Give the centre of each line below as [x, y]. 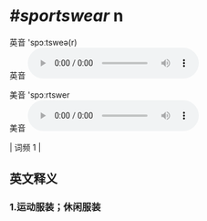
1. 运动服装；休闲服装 [55, 207]
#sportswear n [67, 16]
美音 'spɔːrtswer [40, 95]
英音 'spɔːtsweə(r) [43, 42]
